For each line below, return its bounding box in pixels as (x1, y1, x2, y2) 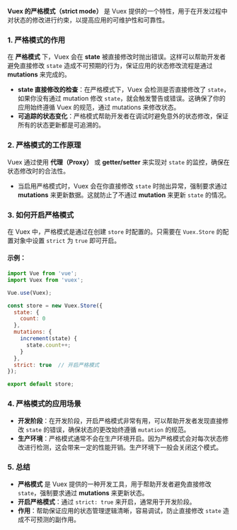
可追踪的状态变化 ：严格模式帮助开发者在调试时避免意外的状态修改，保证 (17, 112, 229, 120)
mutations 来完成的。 (7, 70, 71, 79)
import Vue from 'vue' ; (7, 270, 78, 277)
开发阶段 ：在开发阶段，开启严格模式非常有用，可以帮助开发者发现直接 (17, 416, 223, 424)
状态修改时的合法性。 (7, 167, 69, 175)
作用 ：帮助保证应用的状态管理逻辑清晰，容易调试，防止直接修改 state (17, 506, 221, 514)
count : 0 (20, 315, 46, 322)
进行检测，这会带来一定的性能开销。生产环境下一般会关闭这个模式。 (23, 443, 223, 451)
